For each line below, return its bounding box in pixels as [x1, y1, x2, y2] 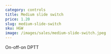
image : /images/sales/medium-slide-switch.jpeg [5, 30, 106, 35]
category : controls [5, 7, 46, 12]
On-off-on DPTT [5, 44, 39, 50]
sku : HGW [5, 26, 23, 31]
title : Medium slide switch [5, 12, 64, 17]
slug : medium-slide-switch [5, 21, 61, 26]
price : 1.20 [5, 16, 30, 21]
